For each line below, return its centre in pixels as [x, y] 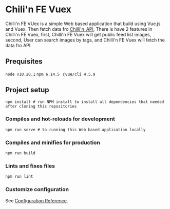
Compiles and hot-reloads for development [60, 119]
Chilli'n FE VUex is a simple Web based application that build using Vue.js [83, 24]
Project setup [27, 90]
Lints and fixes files [30, 166]
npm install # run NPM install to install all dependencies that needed [85, 102]
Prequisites [24, 62]
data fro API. [18, 45]
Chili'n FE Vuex [39, 9]
